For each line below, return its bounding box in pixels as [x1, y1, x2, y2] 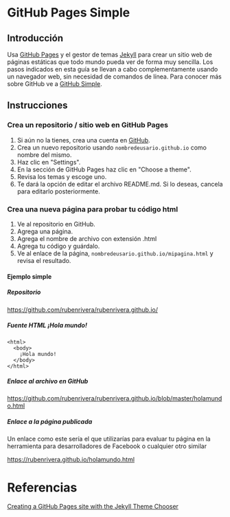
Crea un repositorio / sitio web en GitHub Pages [7, 120, 168, 130]
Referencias [7, 480, 78, 495]
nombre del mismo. [16, 150, 72, 159]
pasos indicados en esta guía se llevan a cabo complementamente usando [7, 65, 218, 73]
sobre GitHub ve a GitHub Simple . [7, 80, 103, 87]
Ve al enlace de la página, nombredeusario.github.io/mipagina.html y [16, 249, 214, 257]
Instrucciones [7, 100, 68, 112]
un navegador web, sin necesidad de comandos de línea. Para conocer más [7, 72, 222, 81]
